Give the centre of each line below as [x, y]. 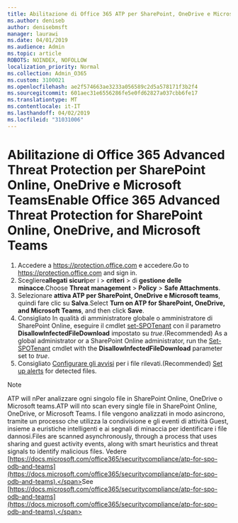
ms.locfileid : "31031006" [45, 119]
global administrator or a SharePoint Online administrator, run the [112, 340]
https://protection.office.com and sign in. [77, 273]
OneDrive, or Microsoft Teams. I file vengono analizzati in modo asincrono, [116, 414]
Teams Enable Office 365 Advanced [114, 200]
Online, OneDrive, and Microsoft [104, 230]
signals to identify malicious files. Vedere [67, 451]
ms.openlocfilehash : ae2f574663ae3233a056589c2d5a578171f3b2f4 [103, 87]
